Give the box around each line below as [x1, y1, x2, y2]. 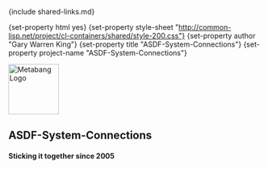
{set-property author [186, 31, 256, 40]
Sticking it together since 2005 [8, 150, 115, 160]
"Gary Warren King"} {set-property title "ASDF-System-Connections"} [8, 39, 242, 49]
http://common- [178, 23, 232, 31]
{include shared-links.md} [8, 7, 95, 16]
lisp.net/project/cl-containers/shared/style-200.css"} [8, 31, 186, 40]
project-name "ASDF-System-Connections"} [39, 48, 187, 57]
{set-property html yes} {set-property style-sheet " [8, 23, 179, 31]
